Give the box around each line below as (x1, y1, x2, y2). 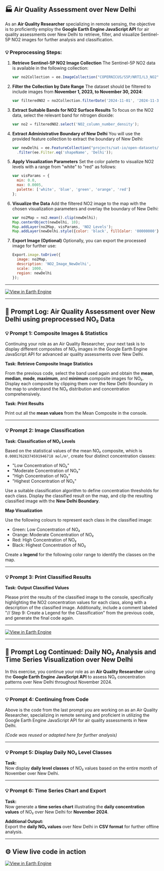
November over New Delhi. (5, 771, 60, 776)
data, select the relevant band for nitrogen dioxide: (12, 112, 114, 118)
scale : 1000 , (17, 266, 43, 271)
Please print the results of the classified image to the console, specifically (5, 594, 154, 600)
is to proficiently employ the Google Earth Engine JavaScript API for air (5, 26, 150, 32)
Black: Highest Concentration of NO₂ (12, 542, 86, 548)
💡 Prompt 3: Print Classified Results (5, 573, 92, 580)
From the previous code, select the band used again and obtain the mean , (5, 371, 154, 376)
